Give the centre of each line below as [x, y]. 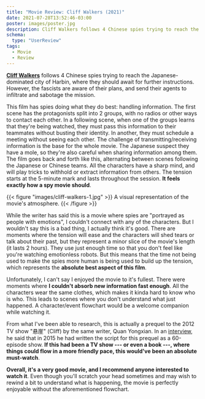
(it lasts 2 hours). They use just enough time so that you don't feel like [95, 248]
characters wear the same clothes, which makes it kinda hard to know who [101, 292]
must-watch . [23, 357]
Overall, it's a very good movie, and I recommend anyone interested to [98, 370]
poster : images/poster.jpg [41, 23]
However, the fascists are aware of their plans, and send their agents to [97, 88]
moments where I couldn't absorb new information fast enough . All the [98, 285]
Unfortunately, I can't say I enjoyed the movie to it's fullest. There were [96, 279]
